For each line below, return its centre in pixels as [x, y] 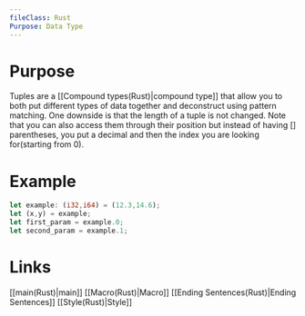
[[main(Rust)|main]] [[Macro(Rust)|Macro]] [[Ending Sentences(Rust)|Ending [153, 292]
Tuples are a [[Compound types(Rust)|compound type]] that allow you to [146, 96]
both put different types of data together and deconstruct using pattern [143, 106]
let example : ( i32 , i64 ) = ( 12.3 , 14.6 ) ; [85, 205]
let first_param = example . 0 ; [67, 222]
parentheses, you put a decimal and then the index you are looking [134, 135]
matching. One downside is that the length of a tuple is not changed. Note [148, 115]
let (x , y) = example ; [51, 214]
